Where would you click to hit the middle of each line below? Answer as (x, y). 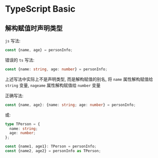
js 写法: (13, 41)
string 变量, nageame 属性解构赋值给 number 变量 (53, 85)
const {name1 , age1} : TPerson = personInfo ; (51, 147)
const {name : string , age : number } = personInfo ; (56, 69)
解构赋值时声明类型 (34, 28)
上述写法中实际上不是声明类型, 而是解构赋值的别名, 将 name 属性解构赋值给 (79, 79)
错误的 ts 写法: (20, 60)
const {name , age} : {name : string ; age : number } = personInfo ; (70, 105)
